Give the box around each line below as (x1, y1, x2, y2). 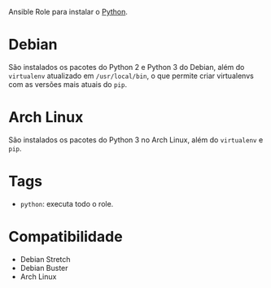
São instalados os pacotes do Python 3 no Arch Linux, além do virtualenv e (8, 134, 264, 145)
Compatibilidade (8, 228, 124, 246)
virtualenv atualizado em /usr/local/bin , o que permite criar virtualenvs (8, 71, 254, 81)
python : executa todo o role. (20, 199, 114, 208)
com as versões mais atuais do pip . (8, 79, 128, 89)
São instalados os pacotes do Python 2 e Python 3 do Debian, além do (8, 62, 245, 72)
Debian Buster (20, 263, 68, 273)
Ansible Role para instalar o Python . (8, 7, 129, 16)
